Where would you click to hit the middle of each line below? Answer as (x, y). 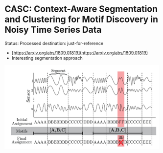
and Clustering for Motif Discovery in (81, 19)
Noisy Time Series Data (53, 30)
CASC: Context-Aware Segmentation (81, 9)
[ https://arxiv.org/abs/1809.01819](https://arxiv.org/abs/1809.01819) (80, 53)
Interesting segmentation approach (47, 58)
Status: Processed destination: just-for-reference (54, 43)
